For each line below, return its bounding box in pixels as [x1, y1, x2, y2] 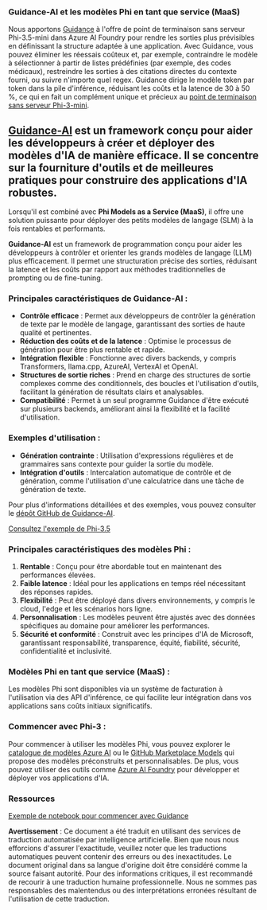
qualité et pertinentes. [19, 328, 92, 338]
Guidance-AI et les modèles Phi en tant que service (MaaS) [8, 6, 241, 18]
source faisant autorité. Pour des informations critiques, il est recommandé [8, 869, 253, 878]
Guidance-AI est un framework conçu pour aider [8, 123, 253, 137]
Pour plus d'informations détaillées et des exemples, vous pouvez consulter [8, 500, 257, 510]
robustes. [8, 186, 57, 199]
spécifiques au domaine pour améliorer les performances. [19, 621, 211, 631]
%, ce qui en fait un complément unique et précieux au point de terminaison [8, 92, 257, 102]
